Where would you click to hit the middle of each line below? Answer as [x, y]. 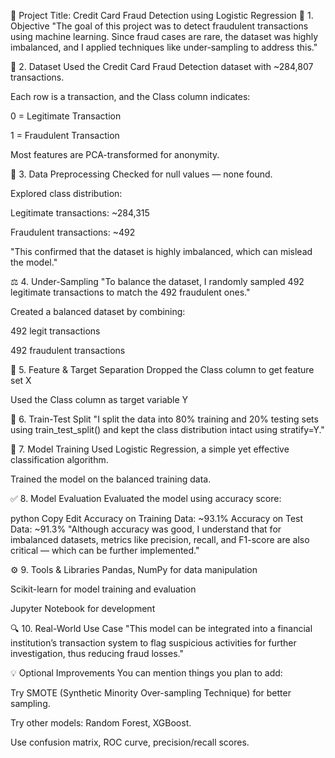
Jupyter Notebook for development [83, 608]
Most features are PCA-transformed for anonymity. [115, 154]
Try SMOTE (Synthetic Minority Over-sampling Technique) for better [151, 693]
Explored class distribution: [66, 193]
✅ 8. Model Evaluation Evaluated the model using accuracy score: [146, 498]
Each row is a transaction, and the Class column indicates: [130, 96]
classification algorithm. [59, 459]
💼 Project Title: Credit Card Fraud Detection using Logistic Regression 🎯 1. [162, 15]
